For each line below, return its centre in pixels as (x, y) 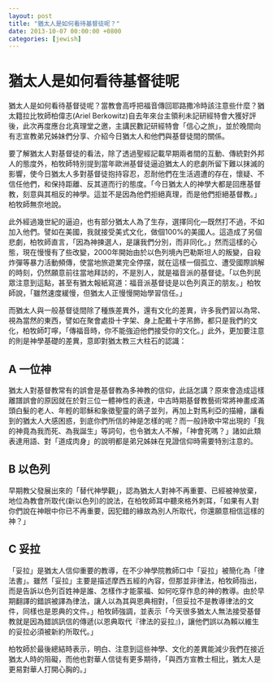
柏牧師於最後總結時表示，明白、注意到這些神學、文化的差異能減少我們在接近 (136, 649)
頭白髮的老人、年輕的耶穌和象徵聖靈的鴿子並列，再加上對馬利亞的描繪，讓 (133, 411)
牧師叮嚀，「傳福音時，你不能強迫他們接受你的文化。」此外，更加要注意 (147, 331)
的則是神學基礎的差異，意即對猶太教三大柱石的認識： (97, 341)
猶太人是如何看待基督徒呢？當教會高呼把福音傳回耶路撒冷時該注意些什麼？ (133, 106)
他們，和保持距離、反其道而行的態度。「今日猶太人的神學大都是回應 (134, 184)
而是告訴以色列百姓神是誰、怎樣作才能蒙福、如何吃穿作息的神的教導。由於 (133, 591)
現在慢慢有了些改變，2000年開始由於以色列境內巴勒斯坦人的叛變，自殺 (142, 253)
